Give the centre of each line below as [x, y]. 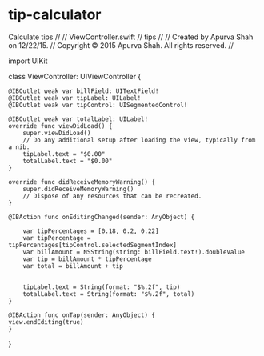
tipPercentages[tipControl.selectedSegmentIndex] [93, 245]
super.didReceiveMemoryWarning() [78, 189]
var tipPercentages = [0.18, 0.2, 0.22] [91, 231]
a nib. [19, 147]
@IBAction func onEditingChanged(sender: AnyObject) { [102, 217]
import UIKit [28, 61]
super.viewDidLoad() [57, 133]
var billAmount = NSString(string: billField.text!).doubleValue [134, 252]
